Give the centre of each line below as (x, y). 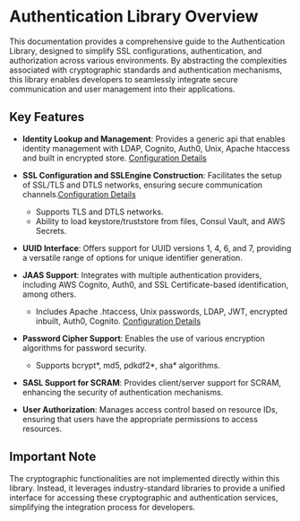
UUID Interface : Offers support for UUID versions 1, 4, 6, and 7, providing (157, 247)
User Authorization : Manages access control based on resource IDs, (150, 409)
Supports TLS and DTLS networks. (99, 212)
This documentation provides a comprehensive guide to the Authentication (147, 41)
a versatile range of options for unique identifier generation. (133, 257)
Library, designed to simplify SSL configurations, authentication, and (136, 50)
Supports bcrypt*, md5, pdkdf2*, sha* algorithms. (128, 365)
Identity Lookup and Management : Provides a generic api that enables (154, 139)
